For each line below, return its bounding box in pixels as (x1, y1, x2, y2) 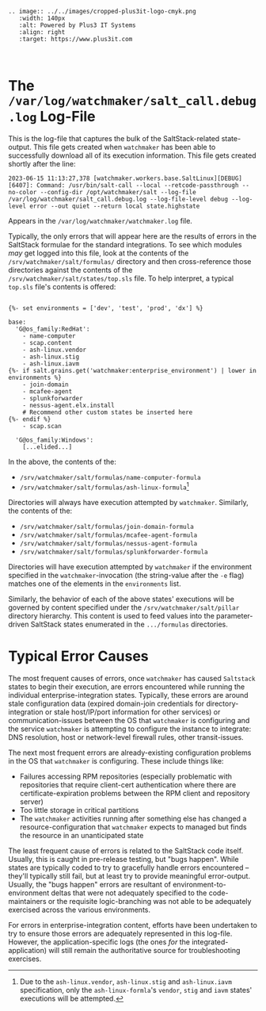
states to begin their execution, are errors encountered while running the (8, 682, 245, 691)
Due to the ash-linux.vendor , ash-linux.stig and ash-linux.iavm (19, 976, 232, 986)
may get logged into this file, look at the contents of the (8, 248, 189, 258)
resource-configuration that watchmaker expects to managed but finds (19, 821, 247, 832)
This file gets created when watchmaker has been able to (32, 142, 216, 151)
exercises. (8, 954, 42, 963)
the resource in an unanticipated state (19, 830, 144, 840)
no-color (8, 188, 37, 196)
